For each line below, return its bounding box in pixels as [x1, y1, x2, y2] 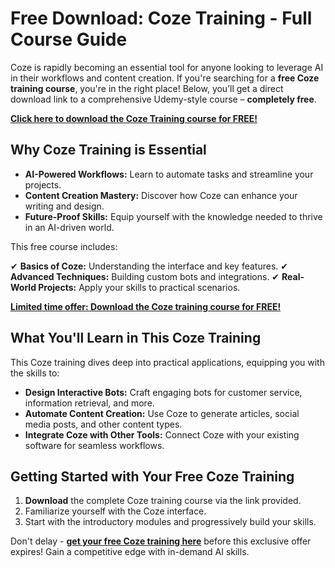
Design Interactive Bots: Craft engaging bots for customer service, [24, 386, 303, 398]
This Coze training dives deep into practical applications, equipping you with [10, 356, 325, 368]
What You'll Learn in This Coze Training [10, 330, 262, 347]
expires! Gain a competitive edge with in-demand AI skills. [10, 546, 250, 558]
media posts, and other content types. [24, 418, 183, 430]
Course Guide [10, 28, 128, 51]
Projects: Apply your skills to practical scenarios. [38, 281, 241, 293]
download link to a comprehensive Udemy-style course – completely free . [10, 93, 317, 105]
